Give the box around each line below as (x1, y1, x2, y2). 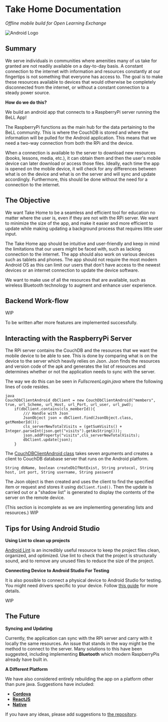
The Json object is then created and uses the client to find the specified (5, 478, 154, 485)
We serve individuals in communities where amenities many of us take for (5, 58, 157, 64)
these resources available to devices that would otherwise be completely (5, 79, 156, 85)
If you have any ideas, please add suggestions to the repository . (5, 711, 138, 717)
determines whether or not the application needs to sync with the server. (5, 369, 156, 375)
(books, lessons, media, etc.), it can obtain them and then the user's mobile (5, 155, 161, 161)
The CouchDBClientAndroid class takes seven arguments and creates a (5, 450, 153, 456)
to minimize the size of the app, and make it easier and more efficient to (5, 220, 153, 226)
